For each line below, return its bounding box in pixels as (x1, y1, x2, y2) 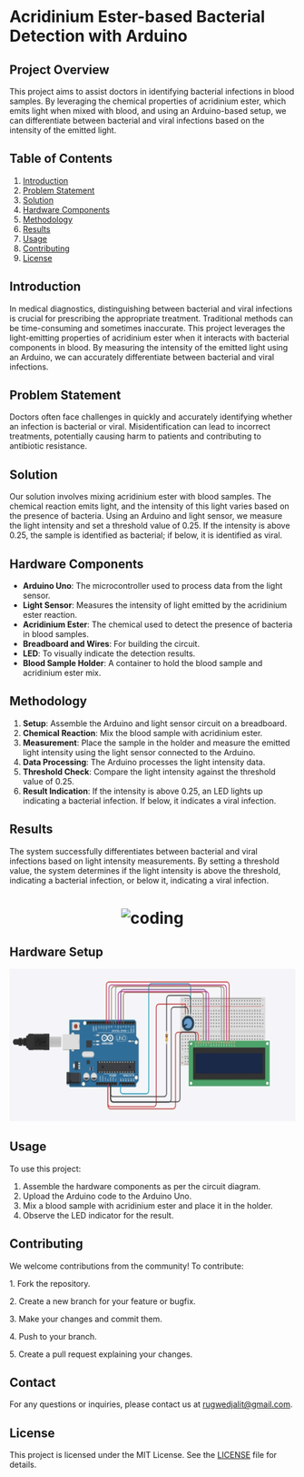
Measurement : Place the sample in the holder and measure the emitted (22, 737, 290, 748)
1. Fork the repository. (9, 1278, 91, 1289)
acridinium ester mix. (22, 667, 102, 679)
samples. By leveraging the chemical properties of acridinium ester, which (9, 96, 287, 106)
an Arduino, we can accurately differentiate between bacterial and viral (9, 351, 275, 362)
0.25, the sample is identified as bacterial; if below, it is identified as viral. (9, 530, 283, 541)
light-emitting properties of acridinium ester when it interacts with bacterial (9, 332, 289, 343)
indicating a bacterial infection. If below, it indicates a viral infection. (22, 794, 277, 806)
